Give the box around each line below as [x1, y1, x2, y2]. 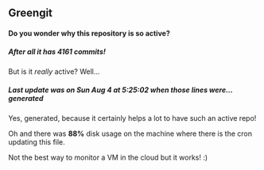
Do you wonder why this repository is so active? [8, 28, 171, 38]
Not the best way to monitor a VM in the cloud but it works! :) [8, 153, 208, 162]
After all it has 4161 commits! [8, 47, 106, 56]
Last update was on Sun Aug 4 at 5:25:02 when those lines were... [8, 85, 233, 95]
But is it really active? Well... [8, 67, 100, 76]
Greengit [8, 6, 53, 20]
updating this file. [8, 137, 65, 146]
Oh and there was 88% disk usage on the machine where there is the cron [8, 129, 253, 138]
